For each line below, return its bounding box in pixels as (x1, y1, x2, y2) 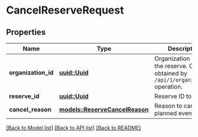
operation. (154, 83, 183, 90)
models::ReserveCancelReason (59, 106, 149, 113)
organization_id (9, 68, 54, 77)
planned (154, 109, 177, 117)
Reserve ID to (154, 92, 192, 100)
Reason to (154, 102, 183, 110)
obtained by (154, 69, 187, 77)
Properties (6, 27, 46, 37)
